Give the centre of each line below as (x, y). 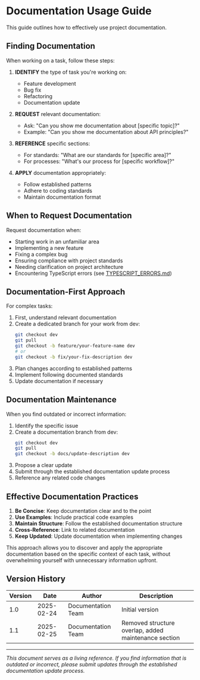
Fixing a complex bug (41, 254)
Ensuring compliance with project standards (69, 261)
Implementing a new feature (49, 247)
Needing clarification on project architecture (69, 267)
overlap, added (142, 630)
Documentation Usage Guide (79, 11)
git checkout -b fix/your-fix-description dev (74, 357)
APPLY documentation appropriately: (60, 173)
